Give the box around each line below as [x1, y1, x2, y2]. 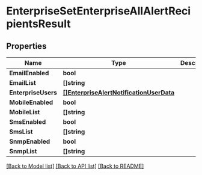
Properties [6, 41, 47, 51]
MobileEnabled [9, 98, 54, 106]
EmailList [9, 79, 36, 87]
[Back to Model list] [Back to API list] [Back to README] [6, 162, 144, 170]
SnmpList [9, 147, 37, 155]
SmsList [9, 127, 33, 136]
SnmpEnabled [9, 137, 50, 146]
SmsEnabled [9, 118, 46, 126]
